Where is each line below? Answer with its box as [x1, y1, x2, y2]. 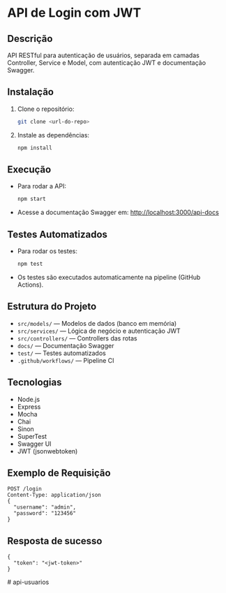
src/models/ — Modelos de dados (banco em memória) [17, 319, 177, 327]
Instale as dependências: [17, 130, 89, 139]
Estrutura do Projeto [7, 301, 97, 313]
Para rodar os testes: [17, 247, 78, 255]
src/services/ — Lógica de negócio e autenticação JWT [17, 326, 181, 335]
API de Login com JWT [7, 5, 142, 21]
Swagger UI [17, 440, 52, 448]
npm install [17, 144, 52, 151]
